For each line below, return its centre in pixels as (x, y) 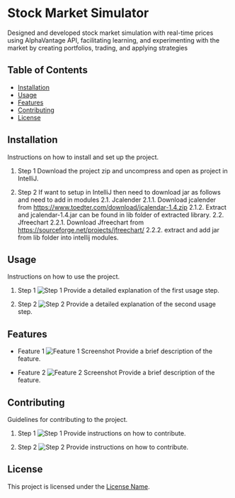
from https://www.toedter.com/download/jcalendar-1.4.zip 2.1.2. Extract (122, 207)
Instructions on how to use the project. (64, 277)
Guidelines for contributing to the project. (68, 419)
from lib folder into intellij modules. (68, 237)
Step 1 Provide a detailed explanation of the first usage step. (118, 291)
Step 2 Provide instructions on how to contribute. (103, 447)
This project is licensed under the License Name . (79, 486)
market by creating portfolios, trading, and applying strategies (98, 48)
